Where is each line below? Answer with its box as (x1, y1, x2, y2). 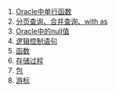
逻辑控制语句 (15, 36, 57, 46)
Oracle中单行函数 (15, 7, 72, 16)
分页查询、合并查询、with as (15, 17, 108, 26)
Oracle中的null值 (15, 27, 70, 35)
